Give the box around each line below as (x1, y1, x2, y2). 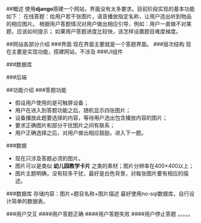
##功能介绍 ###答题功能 (6, 87, 67, 93)
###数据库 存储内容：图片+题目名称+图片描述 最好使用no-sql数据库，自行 (6, 190, 190, 197)
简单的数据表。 (11, 198, 49, 204)
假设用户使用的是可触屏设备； (14, 99, 89, 106)
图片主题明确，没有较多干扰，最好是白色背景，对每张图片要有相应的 (14, 170, 184, 177)
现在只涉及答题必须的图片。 (14, 155, 84, 162)
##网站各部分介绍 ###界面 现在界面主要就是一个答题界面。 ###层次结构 (6, 41, 185, 47)
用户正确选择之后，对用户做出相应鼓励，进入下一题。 (14, 129, 147, 136)
